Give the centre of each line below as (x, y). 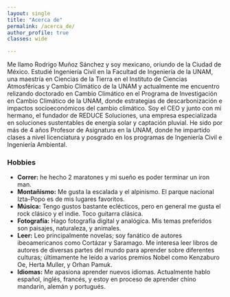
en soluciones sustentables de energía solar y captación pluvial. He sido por (115, 123)
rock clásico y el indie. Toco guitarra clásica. (80, 214)
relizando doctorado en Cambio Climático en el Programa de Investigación (112, 94)
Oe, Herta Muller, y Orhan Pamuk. (65, 265)
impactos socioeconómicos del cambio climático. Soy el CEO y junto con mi (114, 108)
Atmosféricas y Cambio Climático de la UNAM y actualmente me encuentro (113, 86)
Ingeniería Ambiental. (37, 145)
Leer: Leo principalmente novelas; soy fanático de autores (100, 236)
